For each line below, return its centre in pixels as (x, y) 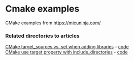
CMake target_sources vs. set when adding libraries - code (67, 47)
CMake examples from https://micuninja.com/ (53, 23)
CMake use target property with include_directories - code (66, 52)
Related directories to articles (42, 36)
